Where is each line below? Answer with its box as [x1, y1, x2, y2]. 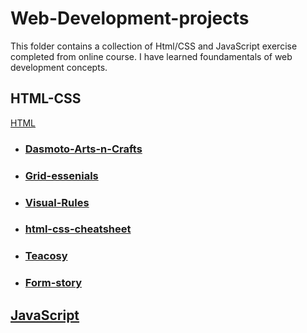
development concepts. [10, 61, 108, 73]
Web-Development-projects [10, 7, 250, 30]
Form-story [24, 276, 83, 290]
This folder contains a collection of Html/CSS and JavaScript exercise [10, 40, 298, 52]
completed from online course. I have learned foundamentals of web [10, 50, 293, 62]
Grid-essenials [24, 168, 99, 182]
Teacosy [24, 249, 68, 263]
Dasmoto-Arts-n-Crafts [24, 142, 143, 156]
